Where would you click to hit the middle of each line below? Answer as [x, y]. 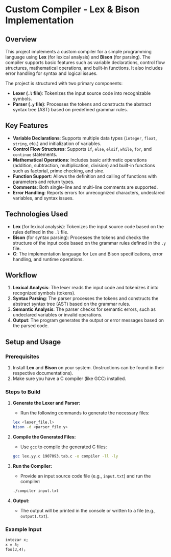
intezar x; [17, 540]
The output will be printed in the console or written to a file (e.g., [88, 510]
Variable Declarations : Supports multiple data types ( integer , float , [85, 138]
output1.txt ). [34, 516]
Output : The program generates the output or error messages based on [88, 320]
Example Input [23, 529]
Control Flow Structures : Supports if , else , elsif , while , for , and [82, 149]
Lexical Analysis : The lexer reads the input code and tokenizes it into [86, 288]
